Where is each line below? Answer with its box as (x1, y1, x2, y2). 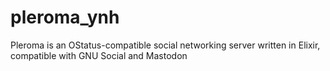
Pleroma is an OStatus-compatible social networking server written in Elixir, (10, 39, 321, 51)
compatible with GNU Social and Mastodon (10, 49, 188, 61)
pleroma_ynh (10, 6, 120, 29)
